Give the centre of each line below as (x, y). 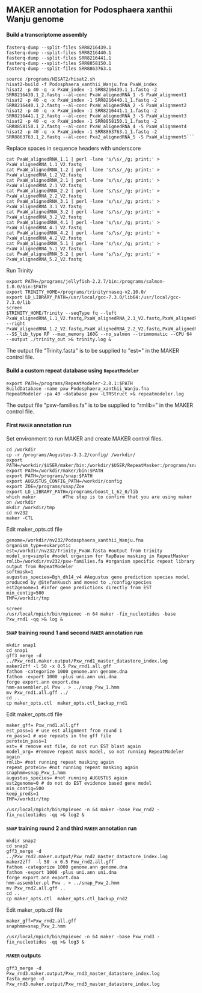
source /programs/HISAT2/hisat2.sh (51, 79)
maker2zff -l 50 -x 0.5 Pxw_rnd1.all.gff (59, 667)
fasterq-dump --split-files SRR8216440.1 (59, 53)
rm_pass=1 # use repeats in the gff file (59, 736)
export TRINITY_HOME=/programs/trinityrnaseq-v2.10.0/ (76, 292)
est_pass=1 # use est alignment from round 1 (64, 731)
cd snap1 (17, 651)
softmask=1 (20, 572)
